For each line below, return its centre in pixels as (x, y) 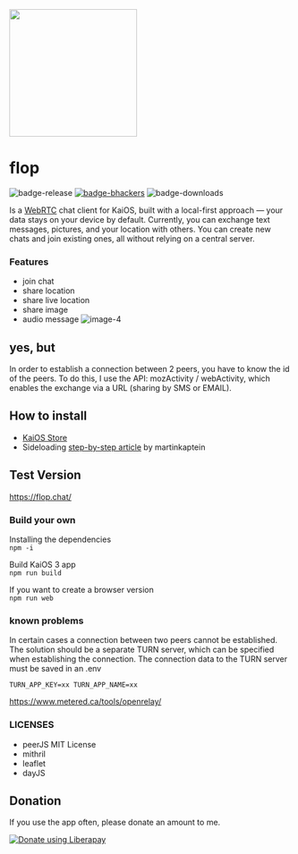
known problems (47, 621)
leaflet (34, 763)
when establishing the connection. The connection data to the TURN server (149, 659)
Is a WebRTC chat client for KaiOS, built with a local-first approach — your (146, 210)
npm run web (31, 598)
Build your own (43, 520)
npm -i (21, 548)
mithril (34, 754)
